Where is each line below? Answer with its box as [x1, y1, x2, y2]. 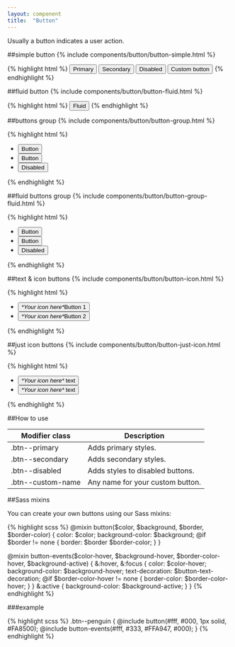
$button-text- [173, 566, 214, 575]
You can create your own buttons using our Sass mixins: [7, 509, 171, 517]
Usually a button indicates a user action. [7, 36, 125, 45]
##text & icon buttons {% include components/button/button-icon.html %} [7, 274, 224, 283]
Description [124, 430, 165, 440]
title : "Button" [7, 17, 59, 24]
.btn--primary [11, 442, 59, 452]
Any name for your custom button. [87, 477, 202, 487]
